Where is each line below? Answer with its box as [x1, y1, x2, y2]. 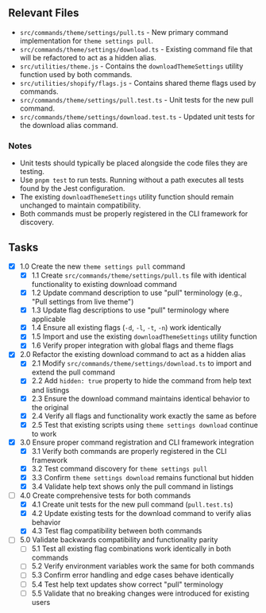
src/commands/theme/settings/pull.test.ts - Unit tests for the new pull [19, 95, 254, 104]
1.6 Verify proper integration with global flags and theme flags [31, 341, 234, 351]
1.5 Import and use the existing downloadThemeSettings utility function [31, 332, 258, 341]
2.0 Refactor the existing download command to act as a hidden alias [19, 350, 246, 359]
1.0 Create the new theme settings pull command [19, 262, 186, 271]
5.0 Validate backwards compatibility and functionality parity [19, 535, 218, 545]
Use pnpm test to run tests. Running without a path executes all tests [19, 175, 245, 185]
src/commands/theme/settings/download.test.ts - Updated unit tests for [19, 111, 256, 122]
